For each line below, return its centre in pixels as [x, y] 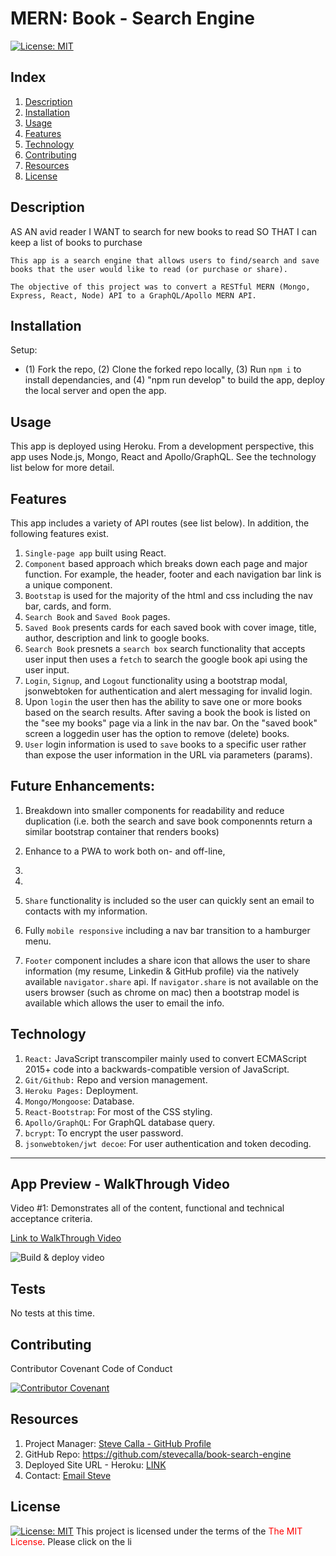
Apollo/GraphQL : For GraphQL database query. [120, 1122]
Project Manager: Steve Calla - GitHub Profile [118, 1443]
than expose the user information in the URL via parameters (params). [168, 755]
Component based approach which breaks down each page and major [166, 563]
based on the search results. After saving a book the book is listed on [167, 712]
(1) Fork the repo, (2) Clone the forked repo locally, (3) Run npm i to [163, 369]
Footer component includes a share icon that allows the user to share [167, 960]
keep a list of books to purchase [76, 242]
